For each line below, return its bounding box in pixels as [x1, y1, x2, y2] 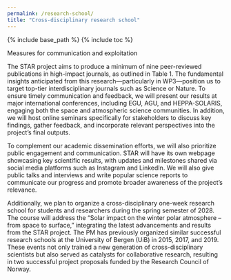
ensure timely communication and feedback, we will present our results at [7, 91, 217, 100]
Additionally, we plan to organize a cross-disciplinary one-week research [7, 199, 215, 207]
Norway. [7, 265, 31, 273]
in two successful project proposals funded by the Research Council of [7, 257, 209, 266]
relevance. [7, 186, 37, 194]
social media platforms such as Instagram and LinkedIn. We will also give [7, 163, 214, 172]
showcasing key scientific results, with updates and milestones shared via [7, 156, 217, 164]
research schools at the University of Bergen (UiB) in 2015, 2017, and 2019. [7, 235, 219, 243]
